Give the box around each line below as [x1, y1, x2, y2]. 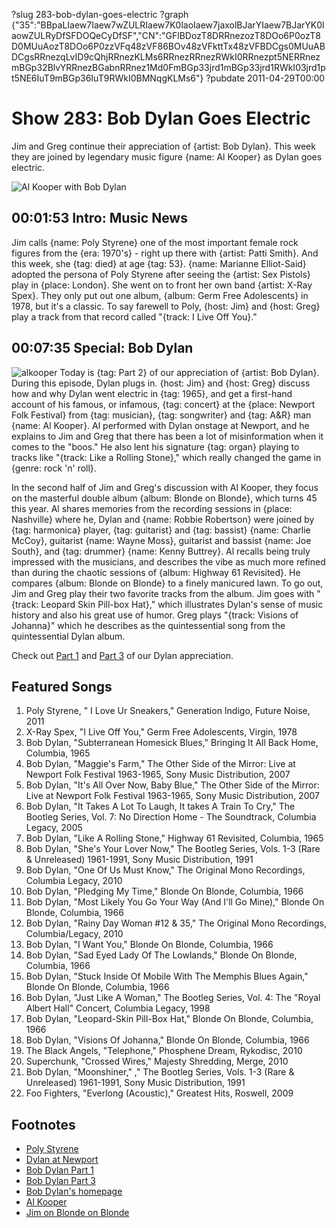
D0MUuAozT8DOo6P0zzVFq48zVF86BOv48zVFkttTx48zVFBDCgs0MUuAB [11, 40, 326, 52]
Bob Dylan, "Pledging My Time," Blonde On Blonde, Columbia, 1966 [25, 885, 304, 898]
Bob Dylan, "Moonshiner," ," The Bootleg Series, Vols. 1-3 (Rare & [25, 1066, 295, 1078]
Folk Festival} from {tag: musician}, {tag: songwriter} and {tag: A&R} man [11, 409, 312, 421]
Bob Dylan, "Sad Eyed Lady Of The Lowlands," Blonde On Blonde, [25, 949, 298, 961]
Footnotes [11, 1116, 76, 1133]
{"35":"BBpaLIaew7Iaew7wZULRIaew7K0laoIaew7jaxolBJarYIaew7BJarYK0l [11, 19, 325, 31]
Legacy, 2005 [25, 822, 83, 834]
